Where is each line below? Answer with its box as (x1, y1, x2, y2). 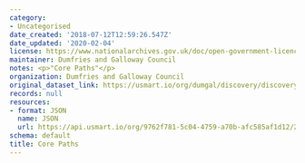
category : (9, 13, 47, 23)
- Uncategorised (9, 22, 71, 31)
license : (9, 47, 43, 56)
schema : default (9, 131, 71, 140)
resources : (9, 97, 51, 107)
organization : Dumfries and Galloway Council (9, 72, 184, 81)
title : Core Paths (9, 139, 79, 149)
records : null (9, 89, 64, 98)
